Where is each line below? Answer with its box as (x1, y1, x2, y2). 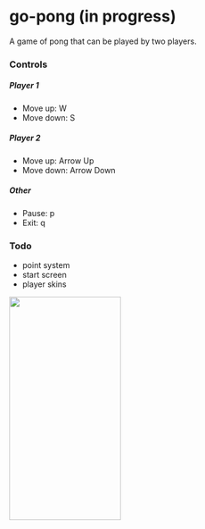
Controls (9, 58, 48, 71)
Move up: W (21, 103, 67, 113)
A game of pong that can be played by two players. (9, 36, 198, 46)
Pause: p (21, 207, 55, 218)
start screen (21, 270, 67, 281)
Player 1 (9, 80, 39, 91)
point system (21, 260, 70, 271)
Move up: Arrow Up (21, 155, 94, 166)
